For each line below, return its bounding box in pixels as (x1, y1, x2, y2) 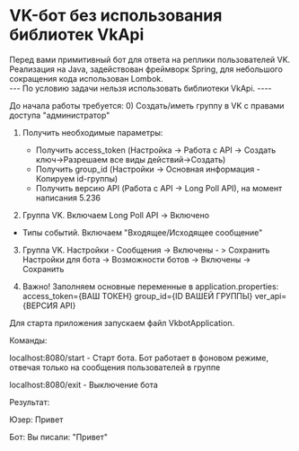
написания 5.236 (35, 192, 101, 203)
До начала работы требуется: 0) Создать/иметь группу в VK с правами (9, 100, 285, 111)
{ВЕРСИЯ (22, 300, 58, 311)
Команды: (9, 334, 48, 346)
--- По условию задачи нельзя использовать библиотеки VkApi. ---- (9, 83, 272, 93)
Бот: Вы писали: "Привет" (9, 431, 109, 442)
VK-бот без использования (9, 5, 223, 26)
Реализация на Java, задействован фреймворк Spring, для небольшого (9, 64, 283, 75)
